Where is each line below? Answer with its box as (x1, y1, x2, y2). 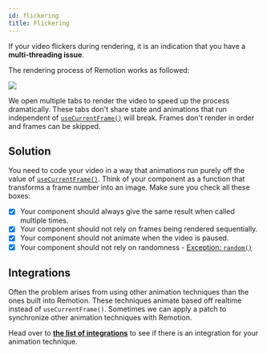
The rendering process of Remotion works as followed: (8, 65, 190, 74)
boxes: (8, 191, 30, 201)
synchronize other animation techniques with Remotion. (8, 313, 192, 323)
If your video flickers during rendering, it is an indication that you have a (8, 41, 246, 50)
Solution (8, 144, 51, 158)
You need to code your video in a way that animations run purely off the (8, 166, 245, 175)
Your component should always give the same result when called (19, 207, 235, 216)
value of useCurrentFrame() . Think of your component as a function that (8, 174, 245, 184)
